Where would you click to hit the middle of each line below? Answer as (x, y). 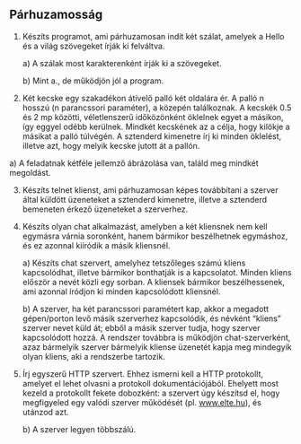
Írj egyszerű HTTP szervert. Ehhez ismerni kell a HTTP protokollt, (142, 374)
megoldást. (30, 172)
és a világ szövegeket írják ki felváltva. (93, 46)
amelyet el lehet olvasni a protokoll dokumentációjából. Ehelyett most (150, 383)
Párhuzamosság (56, 15)
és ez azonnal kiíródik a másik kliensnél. (96, 245)
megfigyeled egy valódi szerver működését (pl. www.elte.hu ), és (142, 402)
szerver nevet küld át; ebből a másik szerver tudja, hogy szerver (141, 327)
